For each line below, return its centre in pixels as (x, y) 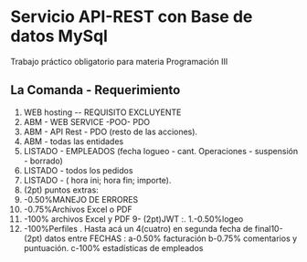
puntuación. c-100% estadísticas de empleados (113, 247)
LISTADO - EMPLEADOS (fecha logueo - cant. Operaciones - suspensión (161, 151)
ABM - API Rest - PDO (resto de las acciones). (111, 131)
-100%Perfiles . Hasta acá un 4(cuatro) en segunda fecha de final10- (153, 228)
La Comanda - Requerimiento (95, 90)
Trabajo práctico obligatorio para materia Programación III (119, 61)
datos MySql (59, 36)
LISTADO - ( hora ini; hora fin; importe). (97, 180)
